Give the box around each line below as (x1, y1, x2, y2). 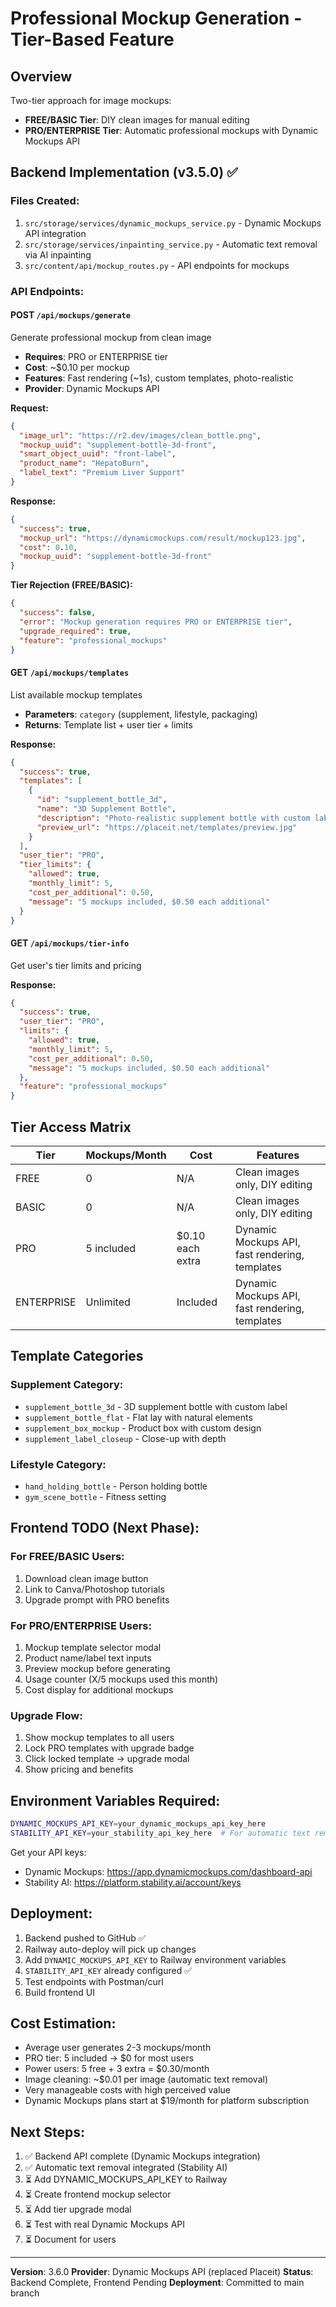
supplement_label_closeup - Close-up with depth (24, 1432, 227, 1444)
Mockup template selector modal (24, 1642, 162, 1653)
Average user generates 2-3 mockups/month (24, 2042, 212, 2054)
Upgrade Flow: (10, 1708, 83, 1722)
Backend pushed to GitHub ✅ (24, 1932, 147, 1944)
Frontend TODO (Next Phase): (10, 1520, 200, 1537)
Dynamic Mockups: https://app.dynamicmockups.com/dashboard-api (24, 1865, 313, 1877)
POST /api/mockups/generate (10, 309, 131, 321)
